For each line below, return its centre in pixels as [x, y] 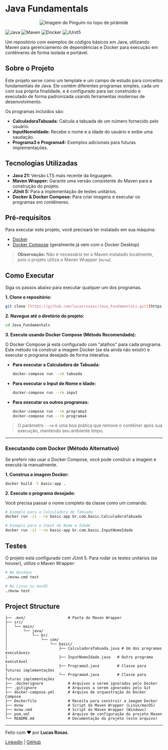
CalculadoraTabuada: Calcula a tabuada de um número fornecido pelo [85, 121]
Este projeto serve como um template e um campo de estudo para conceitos [84, 80]
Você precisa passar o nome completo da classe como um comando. [76, 503]
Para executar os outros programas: [50, 402]
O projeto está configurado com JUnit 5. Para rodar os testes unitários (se [81, 558]
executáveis [17, 653]
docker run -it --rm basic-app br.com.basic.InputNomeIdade [69, 530]
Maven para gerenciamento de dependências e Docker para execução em [82, 47]
